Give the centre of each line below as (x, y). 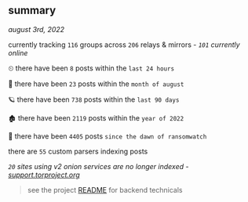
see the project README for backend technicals (105, 189)
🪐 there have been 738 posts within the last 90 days (94, 99)
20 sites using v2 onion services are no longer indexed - (98, 166)
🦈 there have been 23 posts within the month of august (96, 84)
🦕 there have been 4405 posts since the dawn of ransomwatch (108, 136)
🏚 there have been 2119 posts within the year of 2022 (96, 117)
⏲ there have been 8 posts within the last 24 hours (91, 68)
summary (32, 11)
